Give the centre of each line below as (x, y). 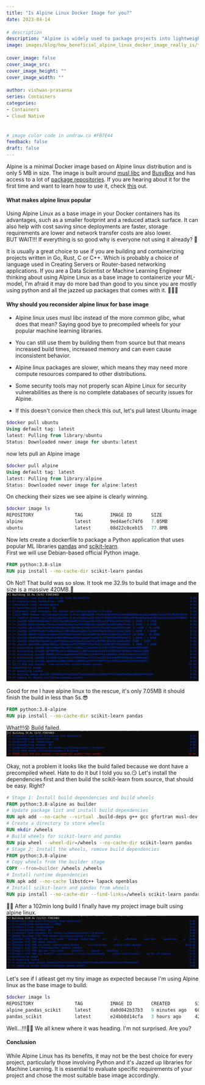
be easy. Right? (26, 785)
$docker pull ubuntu (33, 423)
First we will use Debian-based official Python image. (73, 553)
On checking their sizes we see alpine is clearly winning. (77, 497)
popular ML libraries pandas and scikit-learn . (63, 546)
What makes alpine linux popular (49, 200)
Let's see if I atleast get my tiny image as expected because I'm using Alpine (103, 979)
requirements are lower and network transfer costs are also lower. (89, 233)
